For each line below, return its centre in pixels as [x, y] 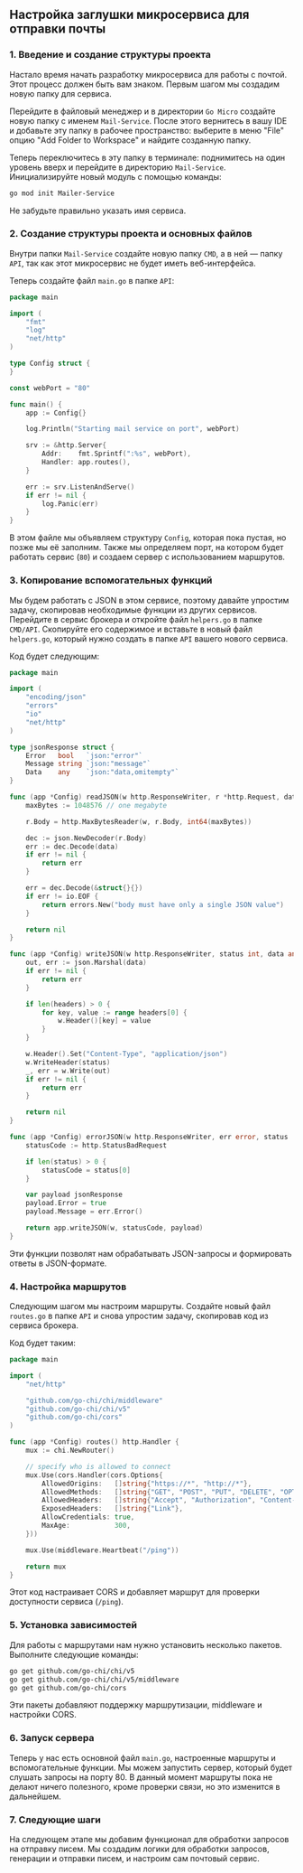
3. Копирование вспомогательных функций [111, 580]
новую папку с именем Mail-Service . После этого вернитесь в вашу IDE [148, 120]
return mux [46, 1567]
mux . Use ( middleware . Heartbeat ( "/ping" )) [102, 1550]
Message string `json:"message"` [88, 764]
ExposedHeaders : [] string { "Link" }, [112, 1509]
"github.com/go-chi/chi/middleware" [95, 1400]
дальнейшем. [35, 1796]
